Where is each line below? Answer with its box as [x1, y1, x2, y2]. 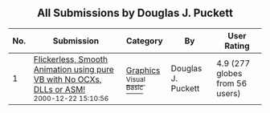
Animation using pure [33, 63, 114, 75]
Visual [125, 75, 146, 83]
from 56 [216, 78, 247, 89]
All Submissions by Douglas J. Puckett [37, 6, 233, 20]
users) [216, 87, 241, 99]
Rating [224, 40, 251, 51]
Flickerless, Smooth [33, 54, 108, 65]
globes [216, 67, 243, 79]
